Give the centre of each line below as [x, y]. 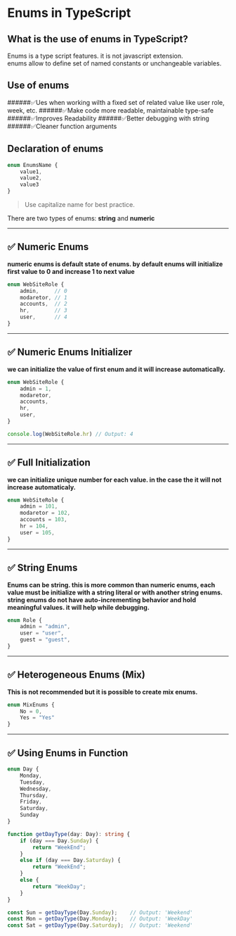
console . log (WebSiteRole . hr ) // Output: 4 [70, 434]
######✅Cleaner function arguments [62, 126]
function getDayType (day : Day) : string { [69, 834]
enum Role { [25, 620]
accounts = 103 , [44, 520]
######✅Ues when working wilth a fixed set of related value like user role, [116, 102]
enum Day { [23, 769]
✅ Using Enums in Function [68, 753]
